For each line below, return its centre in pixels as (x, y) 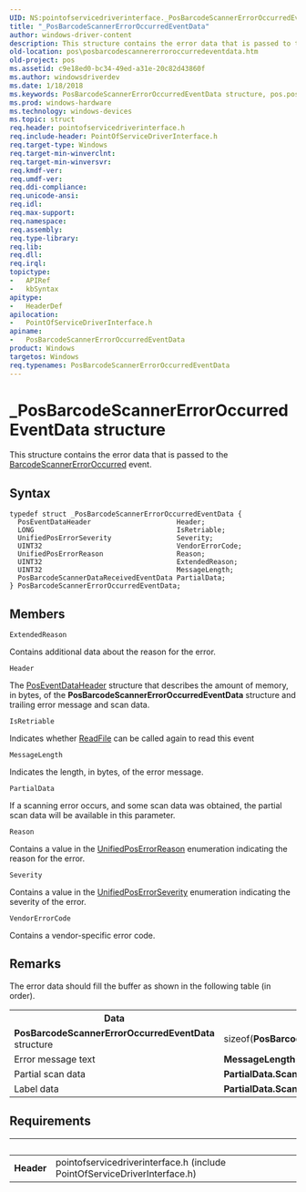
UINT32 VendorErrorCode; (130, 546)
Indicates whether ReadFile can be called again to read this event (132, 738)
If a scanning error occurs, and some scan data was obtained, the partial (146, 806)
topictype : (30, 272)
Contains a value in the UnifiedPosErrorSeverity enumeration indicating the (150, 892)
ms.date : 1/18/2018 (46, 86)
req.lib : (26, 247)
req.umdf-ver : (36, 179)
